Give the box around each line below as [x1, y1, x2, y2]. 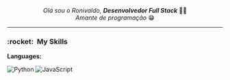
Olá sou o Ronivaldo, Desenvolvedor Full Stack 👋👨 [43, 7, 187, 14]
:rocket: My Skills [7, 37, 68, 46]
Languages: [7, 52, 42, 60]
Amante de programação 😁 [75, 14, 155, 22]
